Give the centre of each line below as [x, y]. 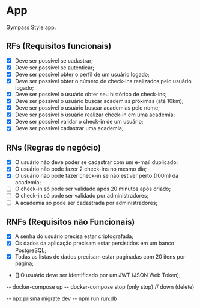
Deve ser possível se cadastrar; [54, 60]
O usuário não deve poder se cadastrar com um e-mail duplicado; [96, 162]
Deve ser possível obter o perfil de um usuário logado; [82, 74]
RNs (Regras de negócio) [53, 147]
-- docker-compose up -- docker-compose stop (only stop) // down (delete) [100, 286]
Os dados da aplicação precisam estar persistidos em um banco [94, 243]
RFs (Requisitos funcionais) [59, 46]
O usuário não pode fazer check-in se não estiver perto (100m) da [97, 176]
